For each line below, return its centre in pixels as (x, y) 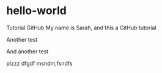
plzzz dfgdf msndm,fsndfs (39, 63)
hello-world (37, 11)
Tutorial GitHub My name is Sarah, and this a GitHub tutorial (82, 28)
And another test (28, 51)
